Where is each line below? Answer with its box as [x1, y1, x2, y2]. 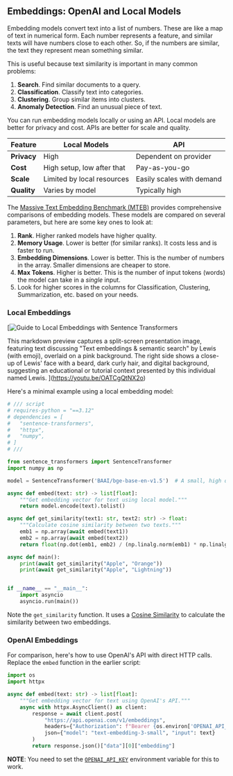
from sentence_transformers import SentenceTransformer [7, 458, 172, 466]
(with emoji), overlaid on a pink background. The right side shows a [7, 352, 200, 360]
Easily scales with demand [135, 174, 222, 183]
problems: [7, 67, 36, 75]
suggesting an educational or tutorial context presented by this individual [7, 366, 216, 375]
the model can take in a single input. [17, 276, 121, 284]
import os [7, 672, 36, 679]
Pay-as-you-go [135, 162, 190, 172]
